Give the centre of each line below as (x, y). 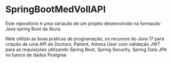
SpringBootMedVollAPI (56, 9)
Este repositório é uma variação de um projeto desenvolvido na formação (83, 23)
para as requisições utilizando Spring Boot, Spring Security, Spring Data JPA (86, 49)
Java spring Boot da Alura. (33, 28)
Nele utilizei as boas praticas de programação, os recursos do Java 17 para (85, 39)
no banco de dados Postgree (36, 55)
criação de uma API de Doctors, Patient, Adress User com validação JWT (83, 44)
